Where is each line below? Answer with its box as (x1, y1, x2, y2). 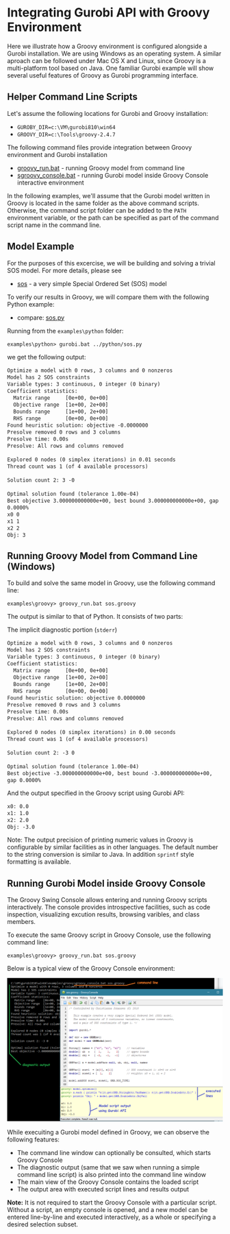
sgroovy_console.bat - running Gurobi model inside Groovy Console (16, 171, 209, 179)
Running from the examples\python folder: (7, 327, 124, 335)
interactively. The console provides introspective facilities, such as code (7, 903, 211, 912)
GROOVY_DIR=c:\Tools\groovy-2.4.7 (16, 131, 116, 138)
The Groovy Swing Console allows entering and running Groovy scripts (7, 896, 207, 904)
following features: (7, 1135, 60, 1143)
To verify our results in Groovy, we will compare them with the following (7, 293, 209, 301)
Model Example (7, 241, 75, 252)
